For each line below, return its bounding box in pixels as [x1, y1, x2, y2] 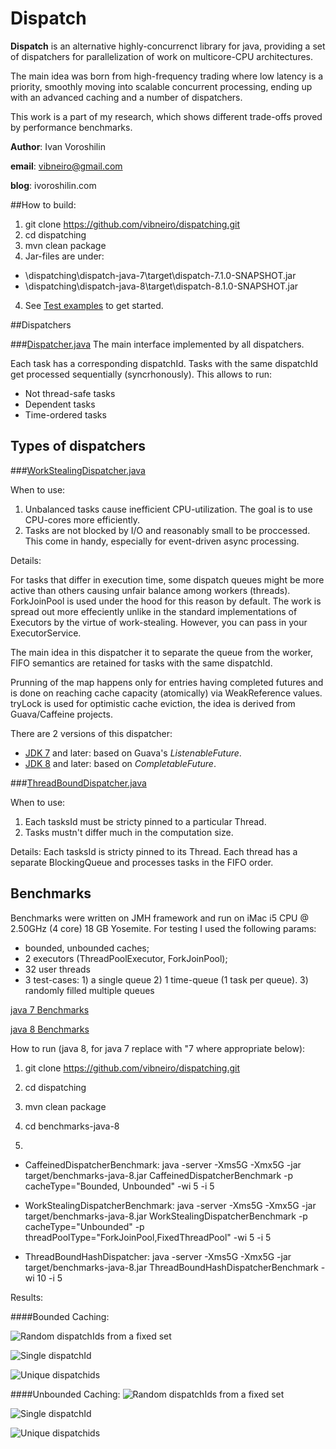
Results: [10, 1291, 44, 1303]
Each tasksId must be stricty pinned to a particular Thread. [24, 815, 267, 827]
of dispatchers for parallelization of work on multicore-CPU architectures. [10, 50, 314, 62]
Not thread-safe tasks [24, 387, 116, 399]
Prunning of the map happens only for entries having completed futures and [10, 676, 324, 688]
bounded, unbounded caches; [24, 942, 150, 954]
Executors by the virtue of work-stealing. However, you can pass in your [10, 616, 308, 628]
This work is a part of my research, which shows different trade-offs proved [10, 110, 323, 122]
